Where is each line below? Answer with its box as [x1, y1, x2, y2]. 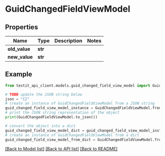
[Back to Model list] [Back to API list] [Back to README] [5, 146, 118, 152]
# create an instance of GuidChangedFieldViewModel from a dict [5, 133, 139, 137]
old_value [7, 45, 30, 52]
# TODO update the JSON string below [5, 92, 82, 97]
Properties [5, 23, 38, 31]
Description [54, 38, 82, 44]
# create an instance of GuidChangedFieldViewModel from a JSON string [5, 101, 155, 106]
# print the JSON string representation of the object [5, 110, 120, 115]
